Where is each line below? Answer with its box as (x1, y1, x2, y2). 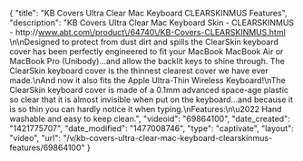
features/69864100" (9, 142, 85, 153)
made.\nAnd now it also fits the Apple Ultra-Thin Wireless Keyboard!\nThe (9, 75, 286, 85)
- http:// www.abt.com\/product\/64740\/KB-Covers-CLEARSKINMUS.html (9, 27, 286, 37)
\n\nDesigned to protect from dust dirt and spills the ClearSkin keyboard (9, 36, 279, 47)
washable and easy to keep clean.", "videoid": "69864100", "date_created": (9, 113, 290, 124)
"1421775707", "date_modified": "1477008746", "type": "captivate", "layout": (9, 123, 295, 134)
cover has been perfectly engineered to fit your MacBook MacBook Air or (9, 46, 284, 57)
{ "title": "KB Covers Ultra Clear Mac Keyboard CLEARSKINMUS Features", (9, 8, 288, 18)
